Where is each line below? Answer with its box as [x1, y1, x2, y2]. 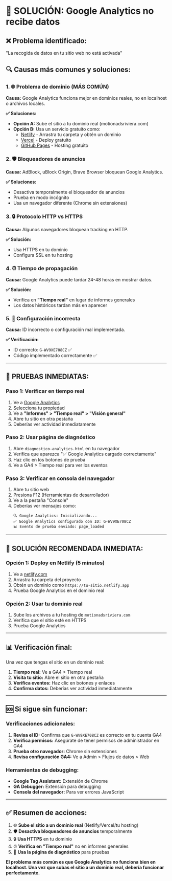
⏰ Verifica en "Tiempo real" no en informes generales [13, 843, 129, 849]
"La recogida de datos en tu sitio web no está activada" [6, 50, 122, 56]
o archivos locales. [6, 100, 45, 106]
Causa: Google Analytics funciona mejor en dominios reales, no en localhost [6, 95, 167, 101]
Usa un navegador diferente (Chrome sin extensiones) [13, 200, 128, 206]
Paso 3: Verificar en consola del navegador [6, 475, 115, 482]
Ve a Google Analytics [13, 399, 60, 405]
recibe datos [6, 16, 60, 28]
